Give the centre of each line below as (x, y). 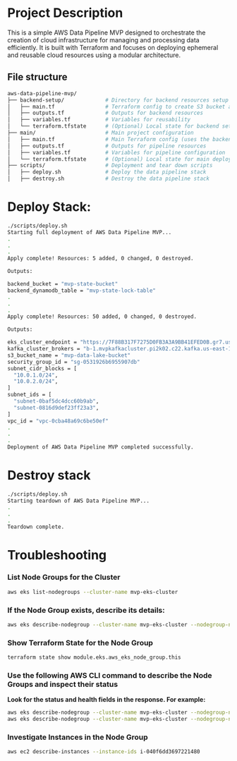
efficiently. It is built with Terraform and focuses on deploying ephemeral (113, 47)
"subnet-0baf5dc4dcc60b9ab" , (56, 401)
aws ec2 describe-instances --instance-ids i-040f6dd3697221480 (104, 752)
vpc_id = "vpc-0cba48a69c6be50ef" (58, 421)
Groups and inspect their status (63, 684)
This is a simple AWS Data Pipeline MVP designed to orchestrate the (107, 32)
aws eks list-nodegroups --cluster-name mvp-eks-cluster (93, 592)
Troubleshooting (57, 555)
